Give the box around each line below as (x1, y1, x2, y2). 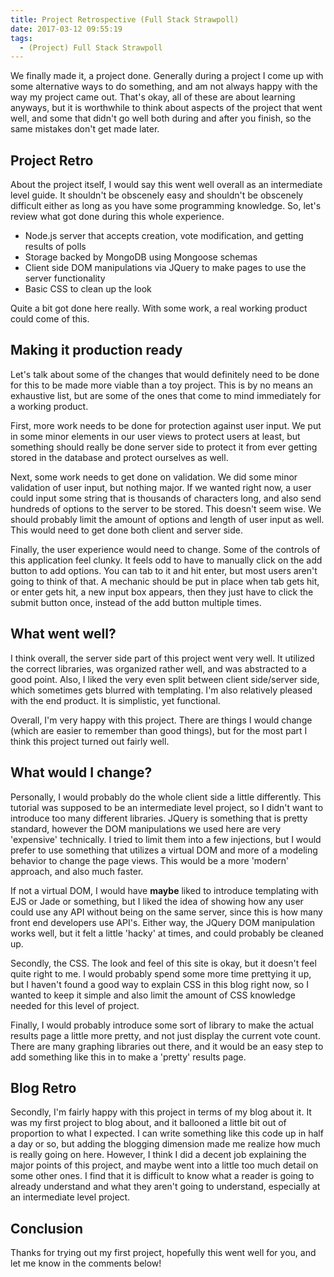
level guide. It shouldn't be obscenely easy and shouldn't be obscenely (10, 189, 304, 201)
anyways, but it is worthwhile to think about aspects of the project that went (10, 102, 323, 114)
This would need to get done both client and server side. (10, 524, 243, 536)
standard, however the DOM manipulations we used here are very (10, 822, 282, 835)
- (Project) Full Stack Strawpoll (19, 42, 163, 53)
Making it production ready (10, 342, 183, 359)
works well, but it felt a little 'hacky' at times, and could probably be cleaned (10, 927, 324, 939)
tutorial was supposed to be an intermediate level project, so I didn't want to (10, 801, 324, 813)
